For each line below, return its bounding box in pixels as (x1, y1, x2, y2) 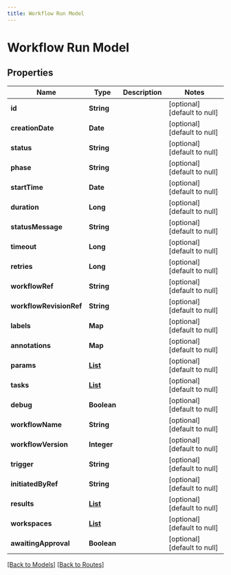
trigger (10, 459, 34, 468)
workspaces (10, 519, 52, 528)
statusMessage (10, 221, 63, 231)
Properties (7, 67, 54, 79)
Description (122, 87, 162, 97)
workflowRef (10, 281, 54, 291)
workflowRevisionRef (10, 301, 82, 310)
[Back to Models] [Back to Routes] (7, 560, 104, 568)
